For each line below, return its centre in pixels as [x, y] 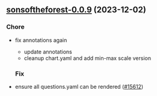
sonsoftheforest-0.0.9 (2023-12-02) [76, 10]
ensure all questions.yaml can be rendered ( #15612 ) [79, 86]
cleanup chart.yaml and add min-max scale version [88, 58]
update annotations [48, 52]
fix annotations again [41, 40]
